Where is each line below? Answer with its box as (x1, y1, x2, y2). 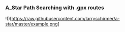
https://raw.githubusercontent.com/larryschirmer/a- (11, 16, 120, 22)
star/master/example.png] (5, 21, 60, 27)
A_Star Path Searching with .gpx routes (5, 4, 104, 11)
